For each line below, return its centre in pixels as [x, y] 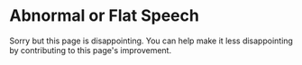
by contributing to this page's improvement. [91, 50]
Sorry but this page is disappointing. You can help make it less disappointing [151, 41]
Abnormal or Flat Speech [105, 16]
